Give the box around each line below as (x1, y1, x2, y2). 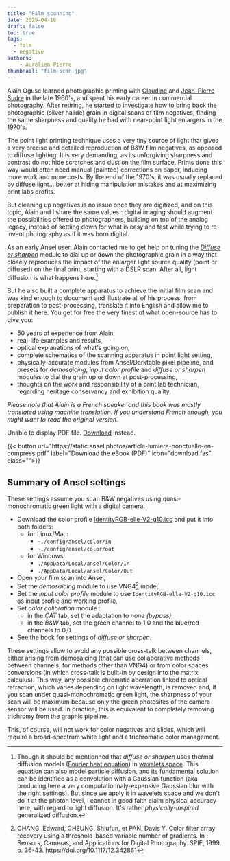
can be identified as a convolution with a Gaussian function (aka (16, 774, 199, 783)
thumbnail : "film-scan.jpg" (7, 67, 88, 74)
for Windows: (27, 551, 66, 560)
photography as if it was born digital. (26, 229, 130, 238)
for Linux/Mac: (27, 529, 69, 538)
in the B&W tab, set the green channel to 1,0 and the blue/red (27, 619, 200, 627)
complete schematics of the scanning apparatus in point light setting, (16, 351, 213, 359)
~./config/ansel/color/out (37, 545, 115, 553)
